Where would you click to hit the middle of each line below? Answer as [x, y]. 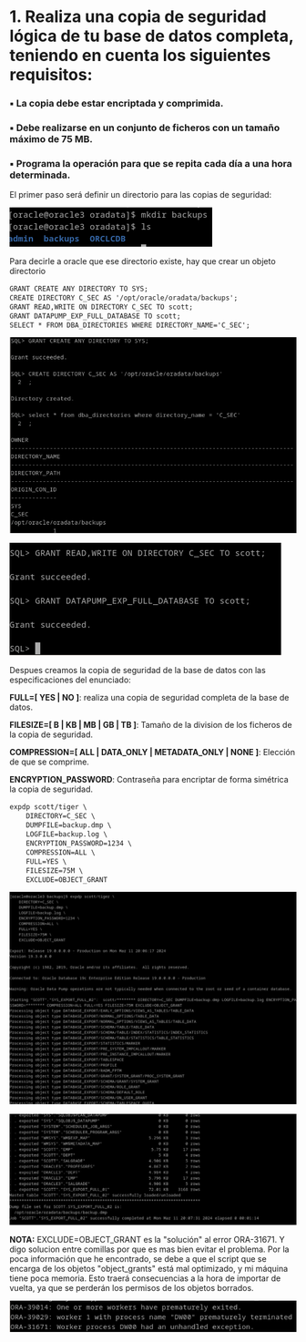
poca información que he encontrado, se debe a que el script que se [138, 1258]
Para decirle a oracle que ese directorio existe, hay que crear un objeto [143, 261]
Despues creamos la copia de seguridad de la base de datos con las [138, 671]
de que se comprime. [49, 762]
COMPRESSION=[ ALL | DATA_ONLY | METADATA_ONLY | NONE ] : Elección [153, 753]
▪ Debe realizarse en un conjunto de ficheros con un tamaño [145, 128]
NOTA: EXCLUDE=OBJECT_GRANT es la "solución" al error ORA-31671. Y [147, 1239]
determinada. [40, 175]
